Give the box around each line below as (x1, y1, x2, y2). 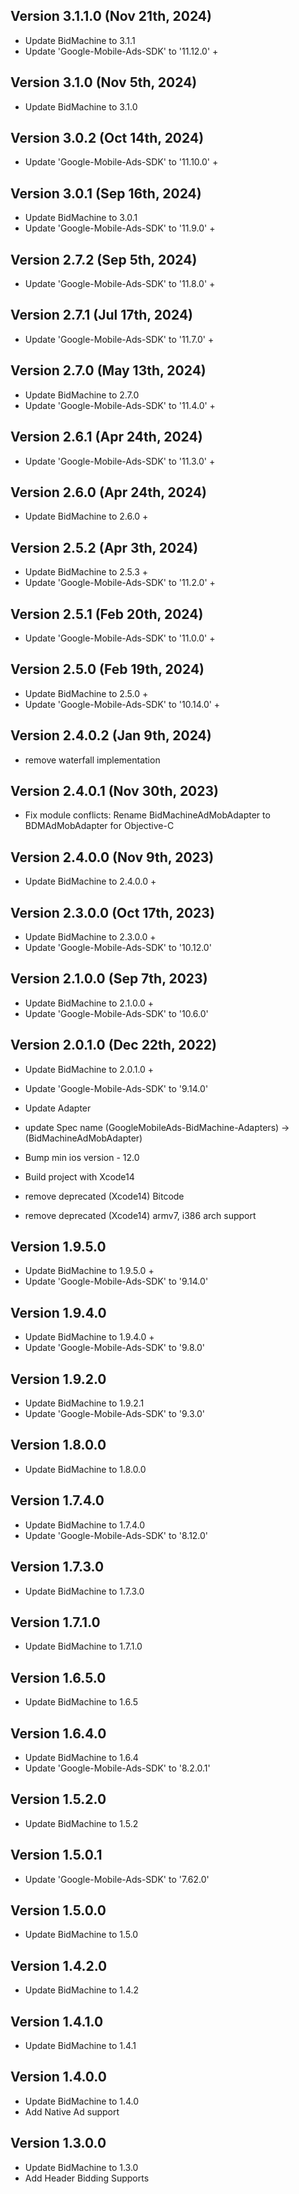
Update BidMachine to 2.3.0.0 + (24, 931, 157, 943)
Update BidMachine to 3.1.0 (24, 100, 138, 113)
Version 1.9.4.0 (10, 1304, 107, 1321)
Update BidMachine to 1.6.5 (24, 1696, 138, 1708)
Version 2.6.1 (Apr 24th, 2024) (10, 429, 203, 446)
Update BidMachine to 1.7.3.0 (24, 1585, 145, 1597)
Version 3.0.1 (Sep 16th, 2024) (10, 185, 202, 202)
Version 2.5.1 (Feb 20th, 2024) (10, 605, 204, 623)
